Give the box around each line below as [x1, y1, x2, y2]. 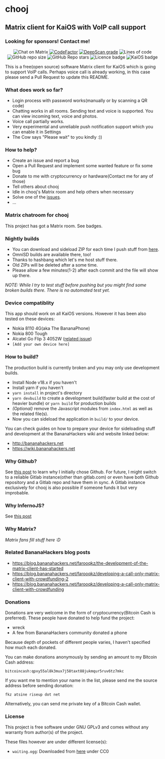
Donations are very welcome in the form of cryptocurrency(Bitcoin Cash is [5, 610, 156, 616]
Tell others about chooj [12, 183, 59, 190]
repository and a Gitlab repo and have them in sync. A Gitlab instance [5, 479, 146, 485]
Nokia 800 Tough [12, 331, 48, 336]
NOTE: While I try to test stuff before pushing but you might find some [5, 282, 146, 288]
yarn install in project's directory [12, 390, 82, 395]
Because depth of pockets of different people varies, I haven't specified [5, 639, 151, 645]
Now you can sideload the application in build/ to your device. [12, 416, 139, 422]
